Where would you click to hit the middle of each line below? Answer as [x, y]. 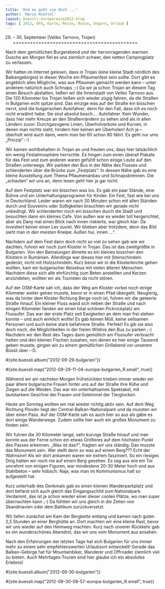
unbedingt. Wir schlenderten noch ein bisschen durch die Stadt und [74, 211]
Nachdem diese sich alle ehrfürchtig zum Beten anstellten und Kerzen [76, 273]
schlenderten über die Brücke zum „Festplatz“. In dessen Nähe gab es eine [81, 171]
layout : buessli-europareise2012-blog [45, 19]
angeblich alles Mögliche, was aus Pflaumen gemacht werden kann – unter [81, 83]
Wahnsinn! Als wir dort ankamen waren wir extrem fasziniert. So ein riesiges [82, 456]
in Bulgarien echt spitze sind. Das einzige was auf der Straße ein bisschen [80, 103]
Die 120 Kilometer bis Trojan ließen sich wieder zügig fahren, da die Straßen [82, 98]
